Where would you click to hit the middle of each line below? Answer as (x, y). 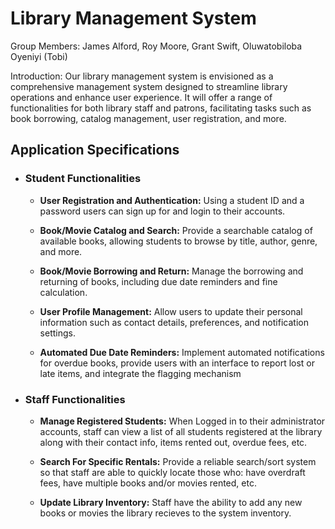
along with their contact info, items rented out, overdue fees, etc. (173, 442)
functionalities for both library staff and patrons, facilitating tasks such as (161, 108)
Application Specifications (95, 150)
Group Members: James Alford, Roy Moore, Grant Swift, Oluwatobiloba (156, 46)
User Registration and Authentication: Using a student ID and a (172, 200)
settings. (57, 333)
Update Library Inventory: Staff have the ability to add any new (171, 502)
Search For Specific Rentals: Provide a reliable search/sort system (178, 461)
